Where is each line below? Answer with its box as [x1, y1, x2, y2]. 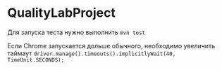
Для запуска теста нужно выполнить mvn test [7, 28, 146, 36]
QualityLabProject [7, 5, 116, 21]
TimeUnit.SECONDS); [7, 56, 65, 64]
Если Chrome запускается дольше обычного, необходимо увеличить [7, 41, 216, 50]
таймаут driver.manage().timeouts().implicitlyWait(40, [7, 49, 176, 57]
